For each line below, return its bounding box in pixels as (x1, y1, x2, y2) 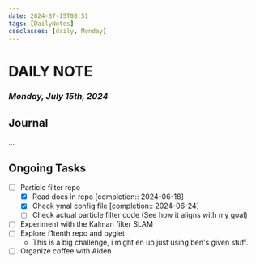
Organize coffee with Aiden (19, 246, 112, 256)
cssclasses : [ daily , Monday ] (8, 27, 107, 35)
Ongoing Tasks (8, 161, 87, 175)
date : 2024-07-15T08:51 (8, 11, 89, 20)
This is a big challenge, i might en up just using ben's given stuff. (32, 237, 249, 248)
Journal (8, 115, 49, 130)
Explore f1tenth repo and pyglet (19, 228, 126, 238)
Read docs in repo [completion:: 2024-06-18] (32, 192, 185, 201)
